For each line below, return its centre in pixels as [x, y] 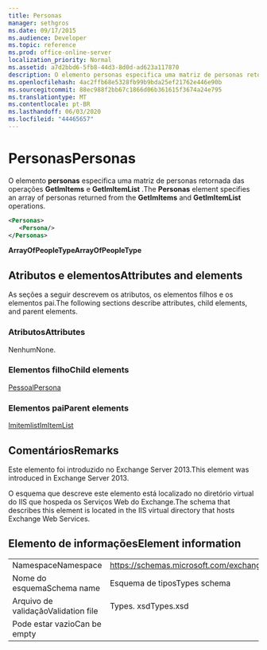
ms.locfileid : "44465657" [51, 119]
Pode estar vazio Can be [57, 624]
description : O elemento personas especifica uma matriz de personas [126, 75]
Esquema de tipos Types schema [170, 583]
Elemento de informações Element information [125, 544]
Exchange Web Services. [49, 519]
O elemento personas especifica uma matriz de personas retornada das [126, 181]
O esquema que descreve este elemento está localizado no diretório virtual [131, 493]
